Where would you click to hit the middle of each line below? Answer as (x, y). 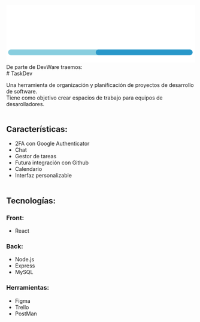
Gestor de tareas (36, 157)
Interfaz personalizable (43, 176)
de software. (22, 91)
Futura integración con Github (51, 162)
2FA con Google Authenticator (52, 144)
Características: (37, 129)
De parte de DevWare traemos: (44, 67)
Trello (22, 307)
